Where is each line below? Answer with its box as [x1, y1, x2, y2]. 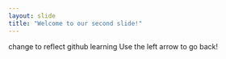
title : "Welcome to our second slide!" [8, 19, 143, 27]
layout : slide [8, 11, 56, 20]
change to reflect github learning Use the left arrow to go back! [8, 41, 218, 51]
